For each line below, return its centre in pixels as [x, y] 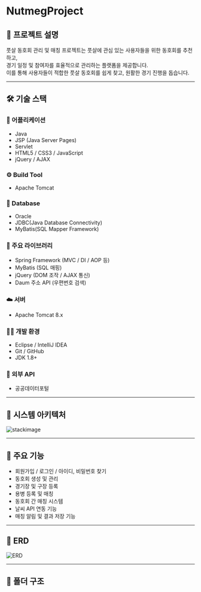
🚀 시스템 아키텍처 [36, 415]
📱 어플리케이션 [26, 120]
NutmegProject [45, 11]
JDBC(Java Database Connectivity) [59, 223]
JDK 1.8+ [26, 357]
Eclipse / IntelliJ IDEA [41, 345]
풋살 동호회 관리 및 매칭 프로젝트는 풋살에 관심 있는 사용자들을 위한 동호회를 [94, 50]
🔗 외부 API [20, 374]
